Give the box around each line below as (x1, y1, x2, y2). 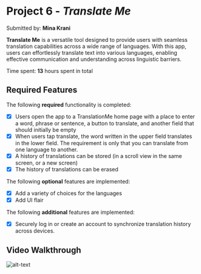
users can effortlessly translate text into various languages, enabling (6, 49, 177, 56)
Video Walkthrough (6, 245, 81, 255)
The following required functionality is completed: (6, 101, 132, 108)
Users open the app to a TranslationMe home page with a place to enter (15, 112, 196, 120)
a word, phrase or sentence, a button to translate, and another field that (15, 120, 194, 127)
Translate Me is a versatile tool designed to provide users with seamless (6, 36, 188, 43)
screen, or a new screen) (15, 159, 78, 166)
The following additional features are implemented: (6, 208, 135, 216)
